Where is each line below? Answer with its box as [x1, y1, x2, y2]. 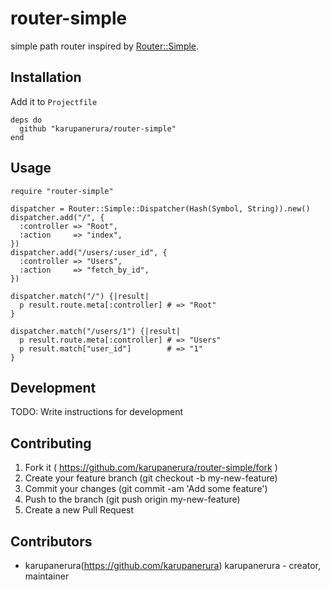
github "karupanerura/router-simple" [19, 123, 177, 134]
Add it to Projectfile [10, 95, 98, 107]
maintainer [24, 570, 70, 582]
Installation [10, 69, 82, 86]
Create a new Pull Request [24, 504, 135, 516]
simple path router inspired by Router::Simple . [10, 40, 200, 52]
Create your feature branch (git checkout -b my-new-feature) [24, 472, 278, 484]
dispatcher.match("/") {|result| [10, 291, 150, 301]
